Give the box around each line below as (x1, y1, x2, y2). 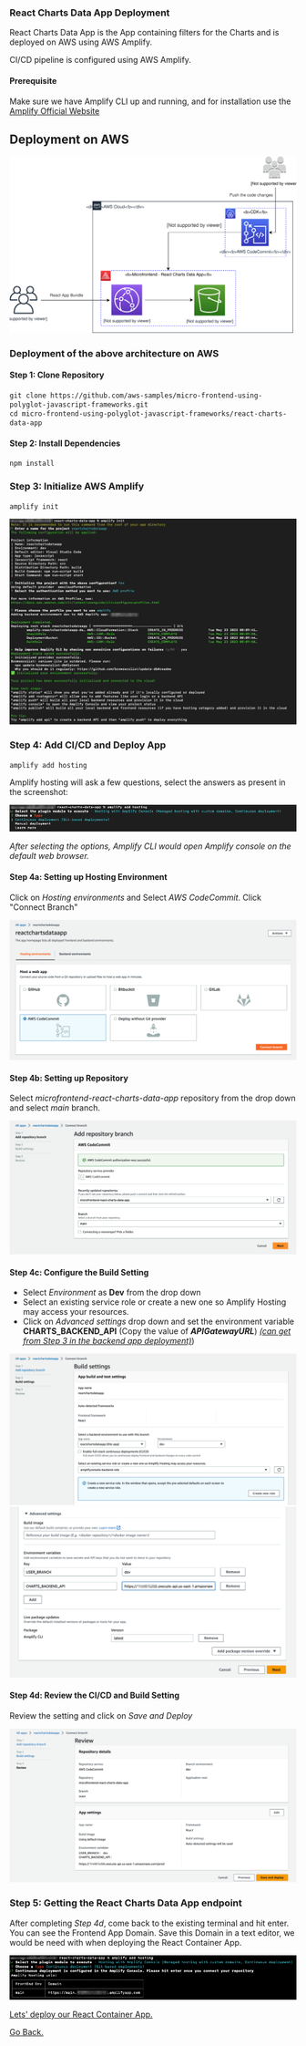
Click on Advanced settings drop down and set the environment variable (22, 1316, 295, 1328)
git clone (9, 391, 47, 400)
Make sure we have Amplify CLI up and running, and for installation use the (9, 96, 291, 107)
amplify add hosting (9, 760, 88, 770)
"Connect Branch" (9, 901, 78, 913)
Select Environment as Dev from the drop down (22, 1287, 202, 1298)
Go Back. (9, 2026, 44, 2037)
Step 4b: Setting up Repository (9, 1072, 129, 1083)
